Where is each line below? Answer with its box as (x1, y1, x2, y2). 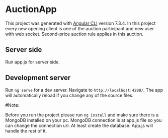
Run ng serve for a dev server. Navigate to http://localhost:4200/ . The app (5, 87, 163, 93)
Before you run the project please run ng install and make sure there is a (5, 112, 159, 118)
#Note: (5, 102, 20, 108)
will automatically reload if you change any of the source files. (5, 92, 134, 98)
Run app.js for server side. (5, 59, 60, 65)
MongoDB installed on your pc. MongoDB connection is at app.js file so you (5, 117, 162, 123)
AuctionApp (5, 4, 57, 15)
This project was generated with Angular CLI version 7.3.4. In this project (5, 20, 156, 26)
